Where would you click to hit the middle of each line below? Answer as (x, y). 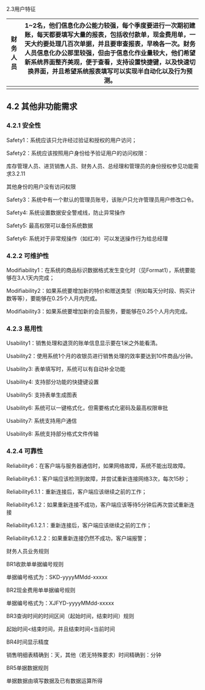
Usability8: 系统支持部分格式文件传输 (52, 434)
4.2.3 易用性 (24, 328)
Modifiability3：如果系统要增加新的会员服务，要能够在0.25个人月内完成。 (99, 311)
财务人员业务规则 (28, 551)
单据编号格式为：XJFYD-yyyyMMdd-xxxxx (60, 603)
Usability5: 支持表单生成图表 (42, 395)
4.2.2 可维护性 (28, 256)
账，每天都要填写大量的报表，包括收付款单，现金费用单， (107, 34)
